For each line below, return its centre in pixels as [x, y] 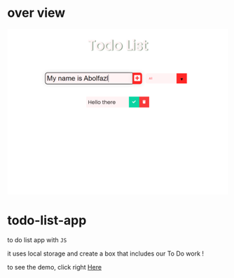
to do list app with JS [37, 239]
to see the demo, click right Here [55, 267]
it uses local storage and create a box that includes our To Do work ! [106, 253]
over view [36, 13]
